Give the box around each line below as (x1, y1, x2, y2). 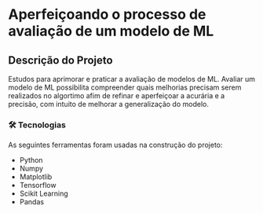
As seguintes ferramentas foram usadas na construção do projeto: (8, 140, 223, 150)
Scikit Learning (19, 189, 68, 198)
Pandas (19, 197, 45, 207)
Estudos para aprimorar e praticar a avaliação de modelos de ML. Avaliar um (8, 75, 256, 83)
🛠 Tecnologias (8, 119, 67, 130)
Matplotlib (19, 172, 53, 182)
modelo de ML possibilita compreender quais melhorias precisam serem (8, 83, 242, 92)
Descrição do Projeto (8, 53, 113, 67)
